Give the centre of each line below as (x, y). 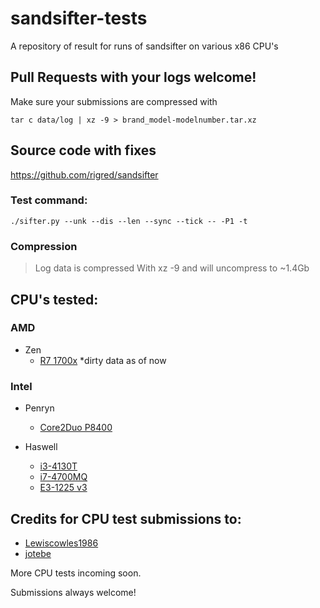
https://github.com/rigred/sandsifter (84, 174)
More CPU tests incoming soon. (76, 573)
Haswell (41, 447)
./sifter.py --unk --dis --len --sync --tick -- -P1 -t (129, 221)
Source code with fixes (83, 150)
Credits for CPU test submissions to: (126, 518)
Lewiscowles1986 (61, 543)
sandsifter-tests (79, 18)
